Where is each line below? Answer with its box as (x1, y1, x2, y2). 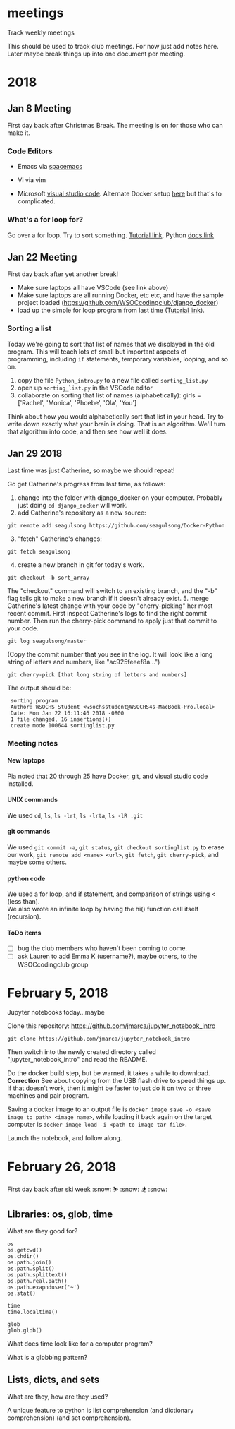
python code (7, 874, 46, 883)
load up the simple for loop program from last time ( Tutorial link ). (17, 306, 205, 315)
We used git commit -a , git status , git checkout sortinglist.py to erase (7, 842, 225, 851)
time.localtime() (7, 1308, 58, 1316)
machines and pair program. (7, 1092, 89, 1100)
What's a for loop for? (7, 215, 83, 225)
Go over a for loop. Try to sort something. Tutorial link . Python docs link (7, 231, 215, 239)
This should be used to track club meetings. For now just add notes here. (7, 42, 220, 50)
